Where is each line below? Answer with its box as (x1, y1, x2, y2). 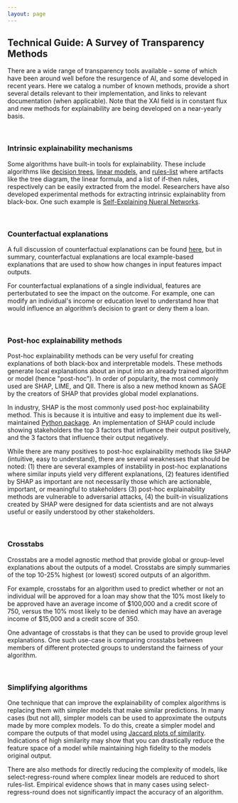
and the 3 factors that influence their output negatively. (7, 433, 169, 442)
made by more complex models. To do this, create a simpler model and (7, 721, 215, 729)
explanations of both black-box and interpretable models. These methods (7, 360, 222, 368)
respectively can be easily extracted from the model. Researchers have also (7, 182, 229, 190)
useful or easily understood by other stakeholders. (7, 507, 155, 516)
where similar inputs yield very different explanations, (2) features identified (7, 470, 229, 478)
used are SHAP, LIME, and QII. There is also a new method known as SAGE (7, 382, 227, 391)
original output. (7, 751, 52, 760)
